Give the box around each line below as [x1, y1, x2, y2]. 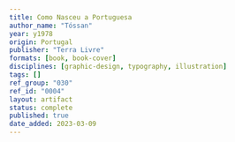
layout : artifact [9, 94, 73, 104]
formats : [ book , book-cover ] [9, 54, 117, 63]
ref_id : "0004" [9, 86, 65, 95]
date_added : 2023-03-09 [9, 120, 97, 129]
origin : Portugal [9, 37, 73, 47]
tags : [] [9, 71, 42, 79]
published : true [9, 111, 69, 120]
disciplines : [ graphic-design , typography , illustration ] [9, 63, 227, 71]
